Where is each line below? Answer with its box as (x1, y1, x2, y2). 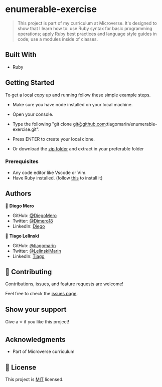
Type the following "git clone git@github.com (12, 121, 106, 127)
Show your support (5, 305, 67, 314)
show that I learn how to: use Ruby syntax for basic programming (17, 25, 152, 31)
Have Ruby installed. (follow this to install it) (12, 174, 103, 181)
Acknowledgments (5, 335, 66, 344)
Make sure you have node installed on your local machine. (12, 101, 133, 107)
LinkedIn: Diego (12, 223, 45, 229)
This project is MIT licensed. (5, 376, 64, 382)
